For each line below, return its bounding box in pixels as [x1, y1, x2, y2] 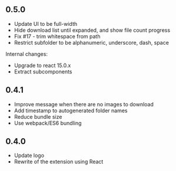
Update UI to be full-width [14, 20, 78, 27]
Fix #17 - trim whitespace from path [14, 32, 101, 40]
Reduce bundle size [14, 113, 62, 120]
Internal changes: [5, 50, 48, 58]
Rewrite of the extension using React [14, 158, 104, 165]
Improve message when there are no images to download [14, 100, 154, 108]
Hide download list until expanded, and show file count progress [14, 26, 171, 33]
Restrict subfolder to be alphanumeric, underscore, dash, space [14, 39, 169, 46]
